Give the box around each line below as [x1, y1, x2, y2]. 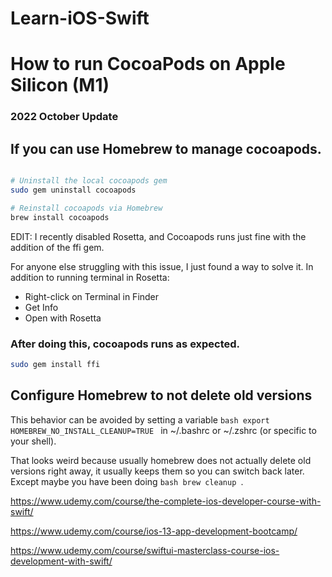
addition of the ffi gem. [10, 241, 105, 253]
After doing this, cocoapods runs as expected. [10, 337, 241, 351]
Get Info [24, 301, 59, 313]
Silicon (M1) [10, 74, 110, 97]
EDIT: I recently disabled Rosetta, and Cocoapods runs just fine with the [10, 230, 307, 242]
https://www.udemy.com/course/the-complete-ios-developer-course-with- [10, 495, 322, 507]
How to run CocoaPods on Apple [10, 53, 286, 76]
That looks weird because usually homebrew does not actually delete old [10, 454, 312, 466]
